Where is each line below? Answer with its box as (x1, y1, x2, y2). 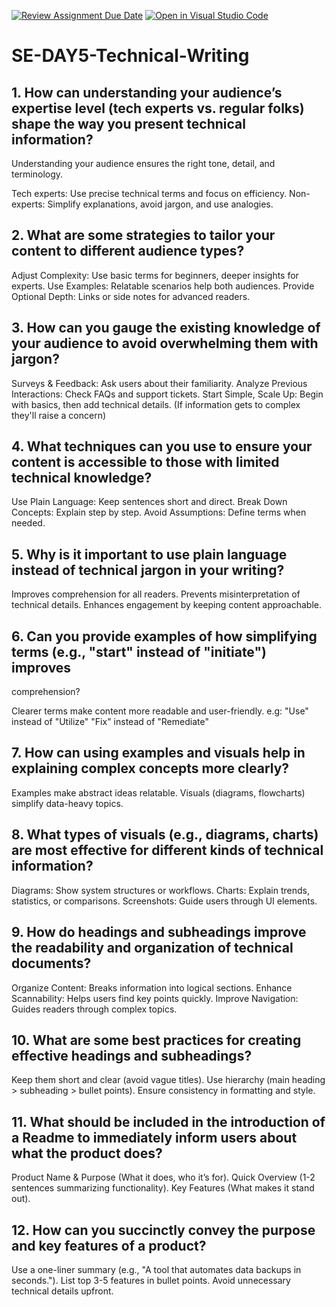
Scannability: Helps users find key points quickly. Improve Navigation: (11, 992, 299, 1004)
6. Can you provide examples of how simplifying (11, 628, 318, 645)
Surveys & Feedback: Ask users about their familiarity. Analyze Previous (11, 377, 308, 389)
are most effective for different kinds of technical (11, 842, 324, 859)
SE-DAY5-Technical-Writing (11, 45, 250, 67)
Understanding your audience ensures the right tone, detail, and (11, 158, 276, 169)
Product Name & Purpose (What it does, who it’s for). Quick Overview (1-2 (11, 1171, 316, 1184)
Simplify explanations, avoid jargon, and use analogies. (47, 198, 274, 210)
